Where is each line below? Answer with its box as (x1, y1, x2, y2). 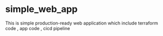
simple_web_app (5, 3, 78, 15)
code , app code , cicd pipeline (5, 25, 70, 31)
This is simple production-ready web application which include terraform (5, 20, 158, 26)
